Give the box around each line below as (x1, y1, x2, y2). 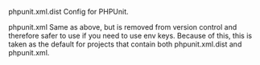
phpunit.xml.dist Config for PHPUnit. (8, 7, 129, 16)
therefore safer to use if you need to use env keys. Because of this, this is (8, 31, 252, 40)
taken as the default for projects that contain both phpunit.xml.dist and (8, 39, 242, 49)
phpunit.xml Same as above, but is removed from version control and (8, 22, 237, 31)
